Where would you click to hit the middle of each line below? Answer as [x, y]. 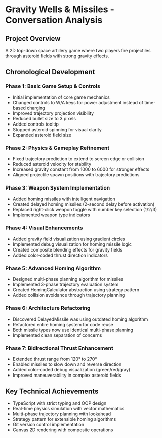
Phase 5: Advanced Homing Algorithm [53, 268]
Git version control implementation [48, 425]
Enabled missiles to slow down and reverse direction [67, 364]
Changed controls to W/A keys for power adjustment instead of [78, 102]
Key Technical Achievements [52, 391]
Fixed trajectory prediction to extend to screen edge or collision [78, 159]
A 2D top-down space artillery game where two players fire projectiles [78, 51]
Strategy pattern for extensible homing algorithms [64, 419]
